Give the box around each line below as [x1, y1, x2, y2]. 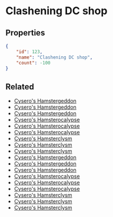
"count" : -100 [16, 60, 51, 66]
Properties [5, 28, 45, 38]
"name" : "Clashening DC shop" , [16, 54, 93, 60]
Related [5, 82, 35, 92]
